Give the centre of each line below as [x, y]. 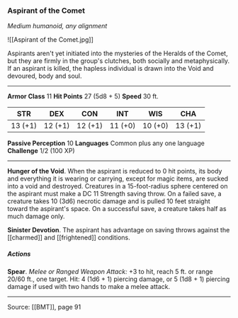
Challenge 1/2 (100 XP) [41, 151]
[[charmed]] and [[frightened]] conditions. [69, 238]
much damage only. [36, 216]
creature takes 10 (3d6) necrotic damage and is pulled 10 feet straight [109, 201]
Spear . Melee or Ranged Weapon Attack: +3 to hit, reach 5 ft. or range [110, 272]
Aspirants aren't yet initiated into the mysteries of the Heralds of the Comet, [118, 53]
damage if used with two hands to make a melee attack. [89, 287]
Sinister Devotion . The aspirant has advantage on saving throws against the [119, 230]
